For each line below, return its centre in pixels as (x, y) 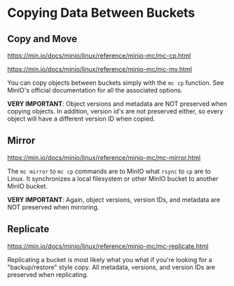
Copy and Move (42, 39)
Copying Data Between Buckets (101, 13)
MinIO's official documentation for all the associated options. (95, 90)
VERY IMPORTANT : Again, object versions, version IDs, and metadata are (114, 199)
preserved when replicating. (48, 274)
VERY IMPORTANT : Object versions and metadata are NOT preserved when (117, 104)
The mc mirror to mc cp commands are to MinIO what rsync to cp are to (109, 171)
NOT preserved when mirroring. (53, 207)
